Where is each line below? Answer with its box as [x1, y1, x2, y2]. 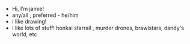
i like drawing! [11, 18, 47, 25]
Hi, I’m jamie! [11, 5, 44, 12]
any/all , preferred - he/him [11, 11, 79, 19]
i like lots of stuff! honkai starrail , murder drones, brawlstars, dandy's [11, 24, 185, 31]
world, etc [11, 31, 37, 38]
